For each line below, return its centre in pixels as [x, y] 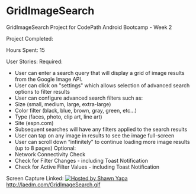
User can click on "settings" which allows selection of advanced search [102, 85]
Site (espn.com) [34, 123]
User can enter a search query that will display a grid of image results [99, 73]
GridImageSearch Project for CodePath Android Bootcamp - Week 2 [89, 27]
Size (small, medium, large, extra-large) [63, 104]
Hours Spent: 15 [26, 50]
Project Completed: [30, 38]
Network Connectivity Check [50, 154]
